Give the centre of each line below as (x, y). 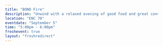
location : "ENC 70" (25, 18)
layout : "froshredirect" (30, 36)
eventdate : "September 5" (31, 23)
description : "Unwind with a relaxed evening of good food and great (77, 14)
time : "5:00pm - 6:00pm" (30, 27)
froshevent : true (23, 32)
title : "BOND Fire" (25, 9)
